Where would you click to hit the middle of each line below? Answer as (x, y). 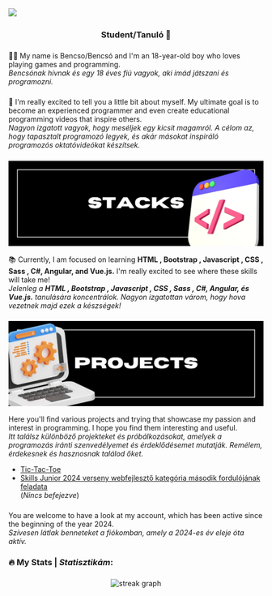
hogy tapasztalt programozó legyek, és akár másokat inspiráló (113, 136)
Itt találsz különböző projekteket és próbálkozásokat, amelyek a (115, 436)
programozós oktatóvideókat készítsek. (74, 144)
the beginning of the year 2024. (62, 524)
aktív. (17, 542)
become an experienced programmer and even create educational (119, 110)
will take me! (29, 280)
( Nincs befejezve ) (49, 495)
